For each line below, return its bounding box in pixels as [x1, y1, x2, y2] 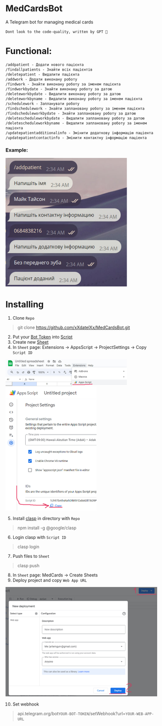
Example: [5, 147, 28, 153]
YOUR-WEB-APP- [125, 711, 154, 716]
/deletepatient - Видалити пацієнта [5, 72, 80, 77]
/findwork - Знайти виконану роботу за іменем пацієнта [5, 81, 121, 87]
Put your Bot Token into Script [12, 334, 73, 340]
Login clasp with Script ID [12, 534, 66, 540]
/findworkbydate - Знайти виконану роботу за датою [5, 86, 112, 92]
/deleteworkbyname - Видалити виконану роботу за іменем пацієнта [5, 96, 143, 101]
